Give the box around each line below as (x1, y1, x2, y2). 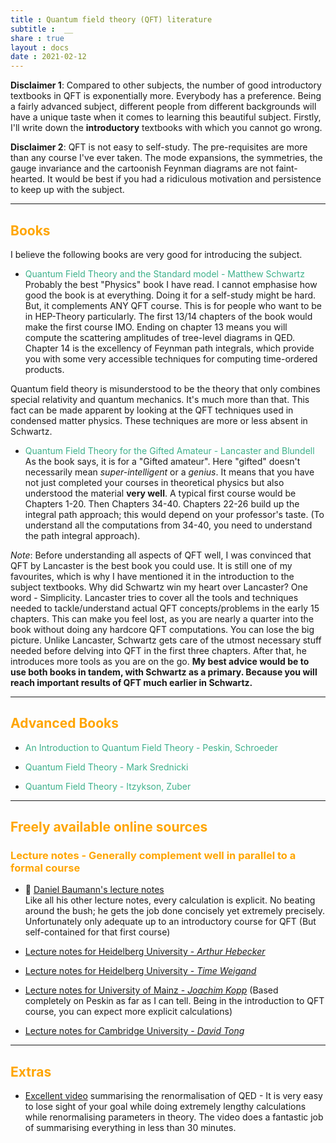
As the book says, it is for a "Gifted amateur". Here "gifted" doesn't (24, 455, 301, 467)
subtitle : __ (10, 24, 74, 34)
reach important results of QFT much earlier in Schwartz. (10, 676, 253, 688)
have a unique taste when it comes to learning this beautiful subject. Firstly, (10, 111, 322, 123)
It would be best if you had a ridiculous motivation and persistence (47, 173, 322, 185)
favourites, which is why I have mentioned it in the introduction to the (10, 570, 295, 582)
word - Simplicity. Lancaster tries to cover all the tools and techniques (10, 591, 299, 603)
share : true (10, 33, 65, 43)
